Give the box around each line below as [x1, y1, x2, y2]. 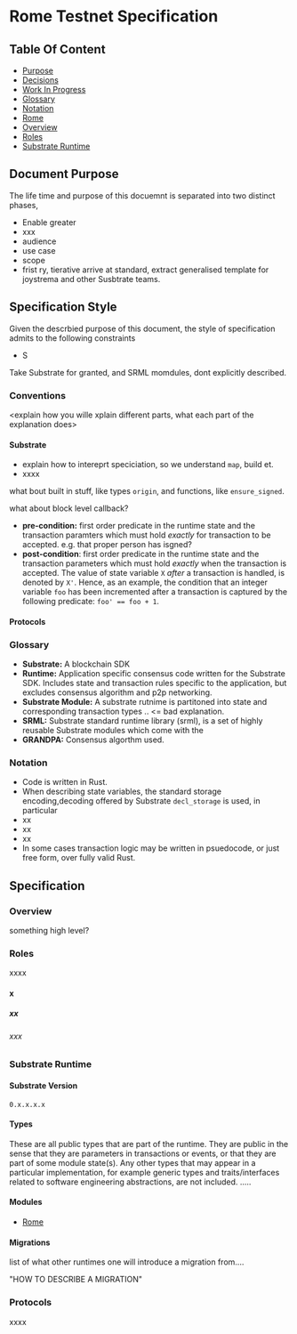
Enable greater [21, 216, 77, 228]
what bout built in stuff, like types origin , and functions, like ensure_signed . [9, 486, 285, 497]
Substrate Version [9, 1080, 78, 1091]
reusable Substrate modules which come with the [21, 725, 205, 736]
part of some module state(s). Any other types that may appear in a [9, 1157, 256, 1168]
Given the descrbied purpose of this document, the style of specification [9, 323, 276, 334]
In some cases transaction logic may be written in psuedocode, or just [21, 843, 280, 853]
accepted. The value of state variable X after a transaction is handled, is [21, 568, 285, 578]
